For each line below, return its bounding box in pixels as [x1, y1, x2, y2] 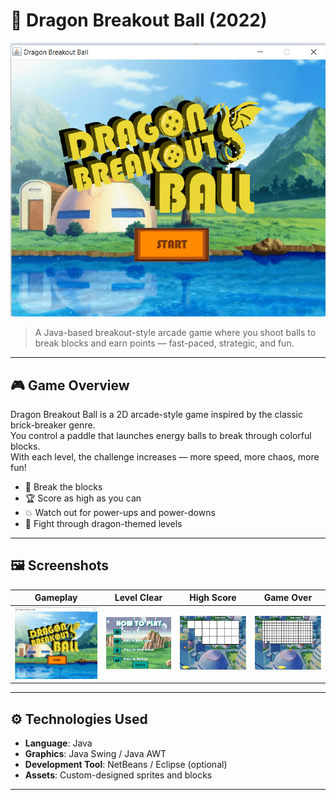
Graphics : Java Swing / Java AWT [24, 748, 167, 760]
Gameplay [34, 592, 78, 604]
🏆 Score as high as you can [24, 492, 142, 504]
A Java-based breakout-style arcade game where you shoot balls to [34, 327, 317, 339]
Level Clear [114, 592, 163, 604]
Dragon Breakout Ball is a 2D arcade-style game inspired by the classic [10, 409, 303, 421]
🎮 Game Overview [10, 377, 130, 394]
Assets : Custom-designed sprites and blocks [24, 769, 213, 781]
